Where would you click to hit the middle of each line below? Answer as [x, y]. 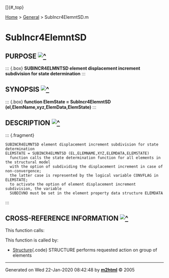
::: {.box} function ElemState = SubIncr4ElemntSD [58, 102]
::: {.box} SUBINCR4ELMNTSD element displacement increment [73, 68]
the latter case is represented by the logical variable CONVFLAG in [84, 175]
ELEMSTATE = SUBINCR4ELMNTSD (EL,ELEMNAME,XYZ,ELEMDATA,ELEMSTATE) [77, 153]
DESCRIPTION [28, 123]
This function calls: [25, 230]
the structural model [28, 162]
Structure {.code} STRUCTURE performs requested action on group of [85, 250]
